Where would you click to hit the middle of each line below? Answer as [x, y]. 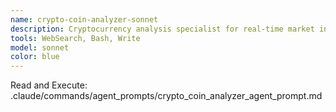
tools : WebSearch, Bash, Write [75, 38]
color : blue [35, 57]
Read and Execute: [49, 85]
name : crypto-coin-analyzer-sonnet [84, 19]
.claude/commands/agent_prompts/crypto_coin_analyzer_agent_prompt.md [166, 96]
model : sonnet [40, 47]
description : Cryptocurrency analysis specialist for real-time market [162, 29]
